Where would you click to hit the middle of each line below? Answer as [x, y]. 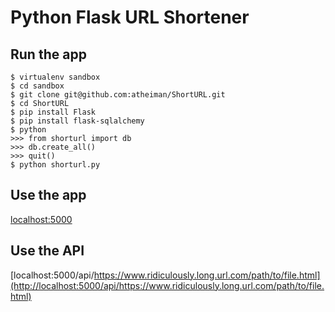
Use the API [47, 251]
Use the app [48, 195]
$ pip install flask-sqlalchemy [77, 121]
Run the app [48, 54]
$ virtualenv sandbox [55, 77]
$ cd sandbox [37, 86]
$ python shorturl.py [55, 165]
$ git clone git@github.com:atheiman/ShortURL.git [118, 95]
